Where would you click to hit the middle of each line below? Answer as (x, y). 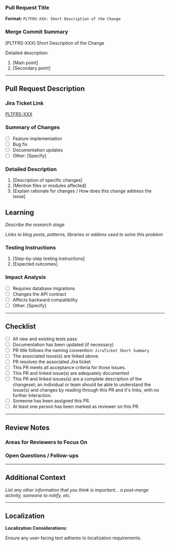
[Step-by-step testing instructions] (49, 259)
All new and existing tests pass (45, 339)
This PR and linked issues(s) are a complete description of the (77, 379)
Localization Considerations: (36, 528)
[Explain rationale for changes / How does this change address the (82, 191)
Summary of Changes (33, 127)
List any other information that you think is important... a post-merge (77, 490)
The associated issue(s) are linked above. (56, 356)
